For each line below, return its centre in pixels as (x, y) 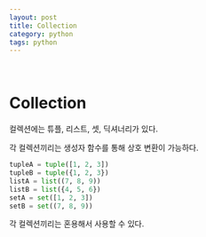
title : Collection (43, 26)
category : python (41, 34)
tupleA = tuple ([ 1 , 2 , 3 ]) (59, 165)
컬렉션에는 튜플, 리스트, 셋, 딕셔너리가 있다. (83, 129)
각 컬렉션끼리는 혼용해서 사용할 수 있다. (77, 224)
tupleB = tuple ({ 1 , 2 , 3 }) (59, 173)
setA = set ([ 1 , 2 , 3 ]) (51, 197)
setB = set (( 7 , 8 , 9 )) (51, 206)
